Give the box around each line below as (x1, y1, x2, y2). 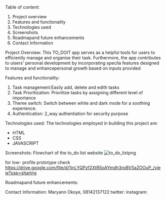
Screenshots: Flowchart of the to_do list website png (5, 150, 136, 156)
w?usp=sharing (5, 170, 37, 176)
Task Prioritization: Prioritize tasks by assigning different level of (12, 90, 143, 95)
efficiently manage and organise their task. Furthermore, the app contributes (5, 55, 161, 61)
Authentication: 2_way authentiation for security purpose (12, 111, 128, 117)
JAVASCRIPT (12, 140, 39, 146)
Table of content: (5, 4, 40, 10)
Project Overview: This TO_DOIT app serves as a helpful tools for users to (5, 49, 156, 55)
